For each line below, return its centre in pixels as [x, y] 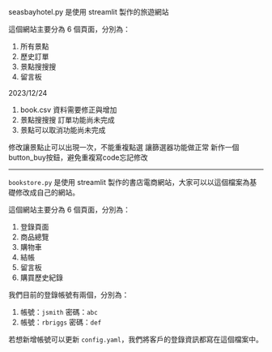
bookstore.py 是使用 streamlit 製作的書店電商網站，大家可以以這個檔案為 [129, 182]
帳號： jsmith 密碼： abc [59, 312]
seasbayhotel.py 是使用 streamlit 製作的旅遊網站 [89, 12]
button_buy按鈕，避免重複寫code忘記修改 [78, 157]
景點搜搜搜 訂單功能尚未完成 [67, 120]
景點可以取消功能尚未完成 [63, 130]
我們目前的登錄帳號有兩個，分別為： [69, 295]
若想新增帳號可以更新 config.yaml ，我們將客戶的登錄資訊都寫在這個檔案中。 [136, 339]
